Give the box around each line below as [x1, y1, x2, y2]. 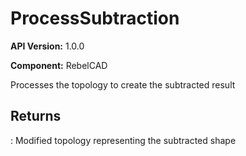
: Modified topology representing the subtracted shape [10, 134, 237, 146]
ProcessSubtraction [10, 7, 180, 30]
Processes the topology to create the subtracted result [10, 78, 236, 91]
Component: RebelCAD [10, 59, 108, 71]
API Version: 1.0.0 [10, 40, 85, 52]
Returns [10, 108, 62, 125]
